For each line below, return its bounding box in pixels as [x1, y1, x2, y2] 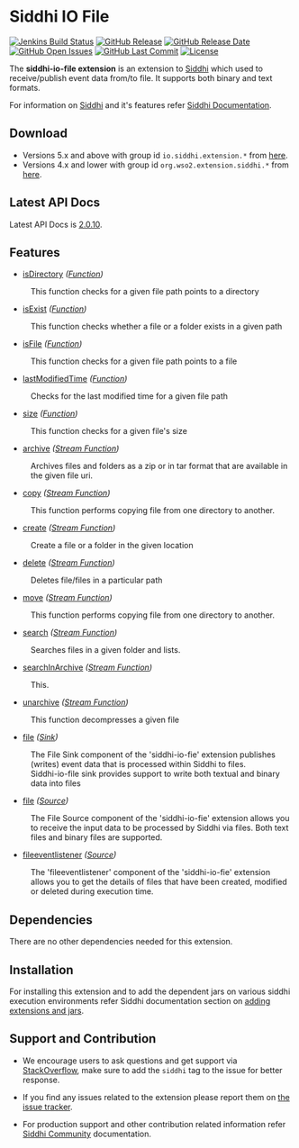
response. [22, 1074, 60, 1085]
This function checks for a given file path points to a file [30, 356, 238, 366]
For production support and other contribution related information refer [22, 1118, 286, 1129]
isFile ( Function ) [22, 339, 83, 349]
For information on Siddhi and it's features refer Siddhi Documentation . [9, 99, 272, 110]
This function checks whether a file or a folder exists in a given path [30, 321, 283, 332]
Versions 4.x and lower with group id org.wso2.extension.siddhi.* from [22, 159, 290, 170]
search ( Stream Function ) [22, 628, 118, 638]
